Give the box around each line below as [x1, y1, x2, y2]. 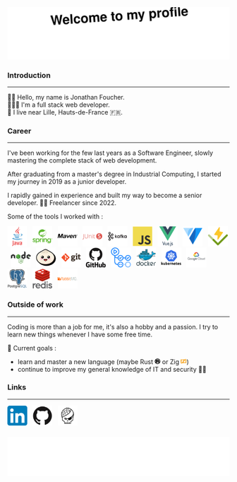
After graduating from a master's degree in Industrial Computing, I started [7, 170, 221, 179]
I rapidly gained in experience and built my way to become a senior [7, 191, 202, 200]
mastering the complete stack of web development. [7, 156, 157, 165]
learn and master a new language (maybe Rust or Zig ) [17, 357, 189, 366]
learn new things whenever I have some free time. [7, 330, 153, 339]
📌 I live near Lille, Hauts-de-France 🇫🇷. [7, 107, 123, 116]
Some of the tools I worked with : [7, 212, 104, 221]
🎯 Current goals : [7, 343, 56, 352]
